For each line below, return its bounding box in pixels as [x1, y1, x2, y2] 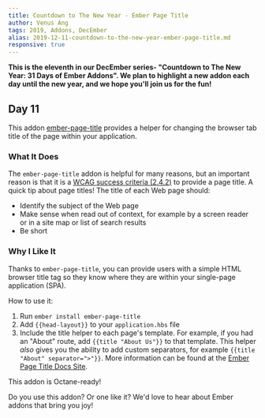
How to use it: [8, 296, 54, 305]
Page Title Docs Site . [19, 361, 88, 371]
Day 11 [8, 102, 39, 115]
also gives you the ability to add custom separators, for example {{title [19, 345, 256, 354]
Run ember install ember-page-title [19, 311, 141, 320]
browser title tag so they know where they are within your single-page [8, 272, 237, 282]
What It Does [8, 151, 59, 162]
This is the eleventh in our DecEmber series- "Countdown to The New [8, 62, 241, 72]
